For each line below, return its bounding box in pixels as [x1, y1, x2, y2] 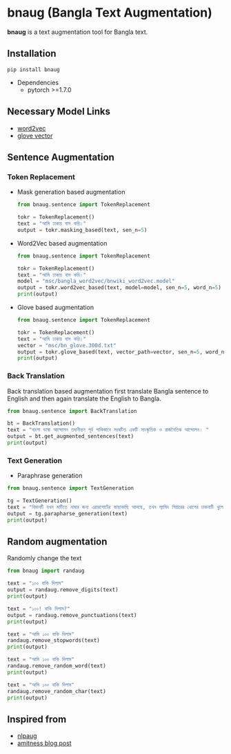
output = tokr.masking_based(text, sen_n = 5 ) [17, 226, 148, 233]
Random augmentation [7, 535, 108, 547]
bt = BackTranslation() [7, 420, 76, 427]
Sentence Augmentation [7, 151, 115, 163]
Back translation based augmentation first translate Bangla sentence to [7, 387, 209, 395]
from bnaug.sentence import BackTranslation [7, 407, 137, 414]
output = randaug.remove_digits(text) [7, 587, 119, 594]
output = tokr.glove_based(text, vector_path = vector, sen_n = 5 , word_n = [17, 348, 228, 356]
